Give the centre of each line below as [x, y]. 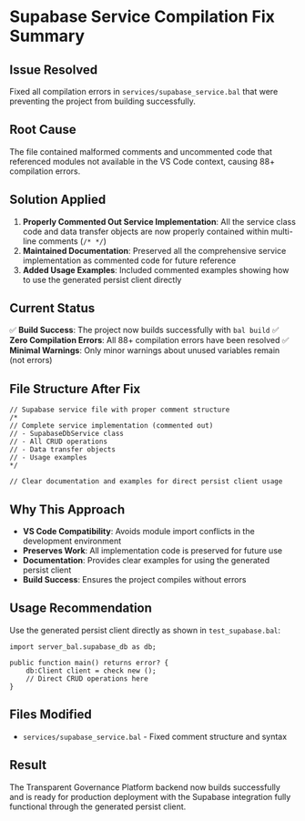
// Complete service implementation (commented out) [112, 426]
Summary [47, 36]
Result [28, 765]
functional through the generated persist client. [98, 806]
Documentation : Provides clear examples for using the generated [146, 561]
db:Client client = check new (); [91, 671]
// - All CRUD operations [58, 442]
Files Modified [51, 715]
